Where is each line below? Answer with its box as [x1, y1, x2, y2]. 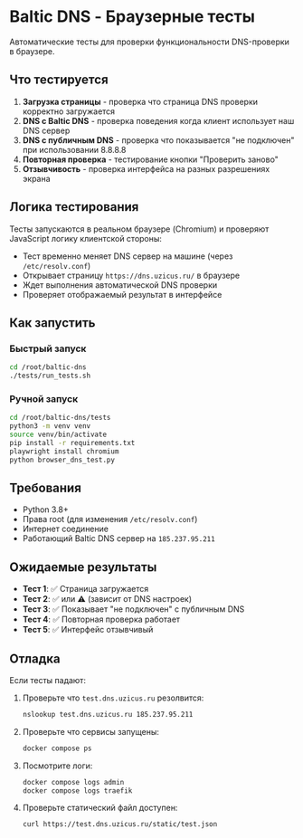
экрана [22, 173, 52, 184]
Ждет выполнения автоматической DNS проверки [22, 279, 218, 290]
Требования [9, 480, 81, 495]
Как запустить [9, 315, 96, 330]
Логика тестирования [9, 199, 139, 214]
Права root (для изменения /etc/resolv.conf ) [22, 514, 198, 525]
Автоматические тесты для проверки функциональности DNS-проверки [9, 36, 289, 47]
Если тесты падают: [9, 674, 86, 685]
